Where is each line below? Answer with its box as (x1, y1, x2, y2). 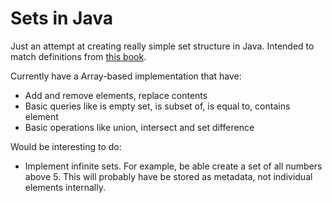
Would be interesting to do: (10, 140, 122, 152)
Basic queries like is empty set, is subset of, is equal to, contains (24, 100, 291, 112)
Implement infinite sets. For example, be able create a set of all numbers (24, 160, 323, 172)
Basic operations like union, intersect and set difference (24, 121, 255, 133)
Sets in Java (10, 7, 113, 30)
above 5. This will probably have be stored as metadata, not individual (24, 170, 313, 182)
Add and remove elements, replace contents (24, 89, 208, 101)
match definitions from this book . (10, 50, 147, 62)
